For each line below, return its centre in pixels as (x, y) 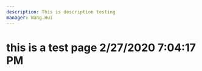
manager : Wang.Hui (30, 18)
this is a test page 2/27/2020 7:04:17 (101, 48)
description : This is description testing (61, 12)
